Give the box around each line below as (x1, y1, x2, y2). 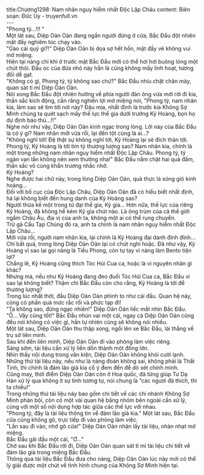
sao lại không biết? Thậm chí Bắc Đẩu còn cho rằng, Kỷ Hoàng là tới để (6, 279, 185, 286)
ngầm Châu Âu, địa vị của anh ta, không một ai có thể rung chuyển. (6, 215, 176, 221)
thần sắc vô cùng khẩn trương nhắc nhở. (6, 162, 108, 169)
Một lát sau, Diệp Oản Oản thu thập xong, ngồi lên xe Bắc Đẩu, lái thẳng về (6, 325, 194, 332)
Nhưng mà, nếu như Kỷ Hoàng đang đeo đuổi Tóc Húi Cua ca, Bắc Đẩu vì (6, 273, 191, 280)
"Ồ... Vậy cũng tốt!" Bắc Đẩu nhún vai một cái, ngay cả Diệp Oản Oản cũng (6, 312, 194, 319)
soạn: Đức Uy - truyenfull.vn (6, 12, 78, 20)
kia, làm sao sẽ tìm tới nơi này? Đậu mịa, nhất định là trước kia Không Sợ (6, 104, 188, 110)
